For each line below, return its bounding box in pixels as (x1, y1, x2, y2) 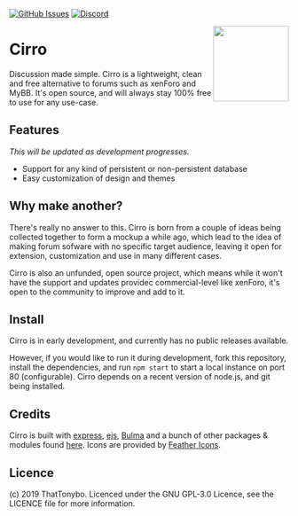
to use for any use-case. (9, 97, 99, 107)
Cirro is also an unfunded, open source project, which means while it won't (9, 267, 283, 278)
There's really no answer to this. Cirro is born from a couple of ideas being (9, 222, 282, 232)
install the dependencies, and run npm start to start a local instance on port (9, 362, 286, 372)
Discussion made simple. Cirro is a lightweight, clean (9, 68, 202, 79)
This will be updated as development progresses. (9, 146, 190, 157)
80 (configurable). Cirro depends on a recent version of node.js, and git (9, 371, 271, 382)
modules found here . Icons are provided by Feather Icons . (9, 440, 222, 450)
